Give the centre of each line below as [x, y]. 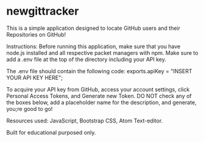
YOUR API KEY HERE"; [34, 77]
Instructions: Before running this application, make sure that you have [93, 46]
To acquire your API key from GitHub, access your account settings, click [98, 89]
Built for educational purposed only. [51, 132]
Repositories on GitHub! [36, 34]
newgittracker [43, 11]
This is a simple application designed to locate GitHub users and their [93, 28]
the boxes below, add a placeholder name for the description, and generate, [101, 102]
